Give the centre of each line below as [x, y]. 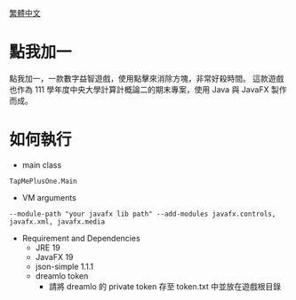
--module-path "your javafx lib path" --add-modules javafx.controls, [143, 214]
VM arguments [49, 197]
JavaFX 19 [54, 257]
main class [42, 165]
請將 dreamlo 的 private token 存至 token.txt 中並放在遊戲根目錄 [165, 286]
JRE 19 [48, 248]
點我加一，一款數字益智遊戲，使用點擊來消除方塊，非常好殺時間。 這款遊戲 [147, 78]
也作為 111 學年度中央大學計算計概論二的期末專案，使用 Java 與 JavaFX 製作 [148, 89]
